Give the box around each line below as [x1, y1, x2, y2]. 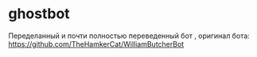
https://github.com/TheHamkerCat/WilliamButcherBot [8, 39, 185, 48]
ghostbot [8, 5, 70, 23]
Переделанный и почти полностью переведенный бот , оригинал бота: [8, 31, 251, 40]
